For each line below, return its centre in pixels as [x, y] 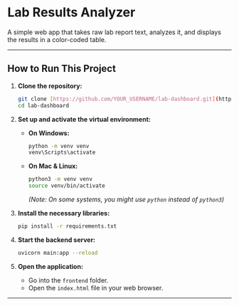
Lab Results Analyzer [71, 12]
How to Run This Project [62, 69]
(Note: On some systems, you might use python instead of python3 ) [126, 199]
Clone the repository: [50, 85]
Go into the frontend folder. [68, 280]
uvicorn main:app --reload [58, 253]
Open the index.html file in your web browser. [96, 287]
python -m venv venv [59, 146]
